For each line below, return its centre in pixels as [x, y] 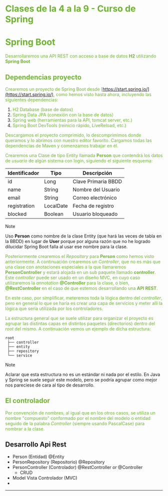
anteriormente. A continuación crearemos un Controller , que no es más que [83, 261]
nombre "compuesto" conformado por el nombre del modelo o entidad [78, 418]
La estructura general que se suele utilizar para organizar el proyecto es [79, 318]
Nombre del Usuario [96, 189]
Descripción [97, 173]
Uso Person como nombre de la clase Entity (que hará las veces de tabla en [83, 236]
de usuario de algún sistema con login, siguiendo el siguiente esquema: [79, 160]
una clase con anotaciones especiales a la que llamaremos [66, 267]
